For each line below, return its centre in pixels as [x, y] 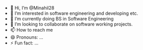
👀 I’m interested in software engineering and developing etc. [74, 13]
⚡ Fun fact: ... [24, 43]
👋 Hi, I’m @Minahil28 [32, 8]
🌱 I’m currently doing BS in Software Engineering [62, 19]
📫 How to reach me [31, 30]
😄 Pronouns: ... [27, 37]
